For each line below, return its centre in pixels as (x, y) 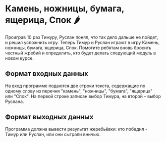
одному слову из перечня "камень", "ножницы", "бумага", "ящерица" (79, 91)
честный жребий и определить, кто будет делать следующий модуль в (81, 53)
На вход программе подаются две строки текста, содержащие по (75, 86)
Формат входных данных (47, 74)
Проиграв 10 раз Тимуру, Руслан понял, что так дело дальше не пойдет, (82, 37)
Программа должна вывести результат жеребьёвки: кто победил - (76, 129)
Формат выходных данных (49, 117)
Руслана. (15, 101)
